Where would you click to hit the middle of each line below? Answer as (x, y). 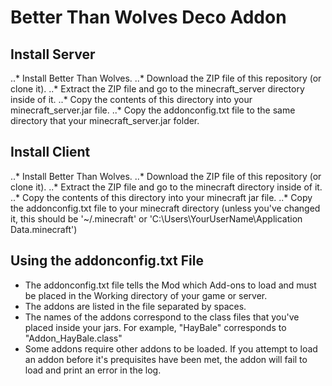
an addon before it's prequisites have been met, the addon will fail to (166, 359)
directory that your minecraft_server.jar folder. (105, 120)
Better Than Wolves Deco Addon (148, 17)
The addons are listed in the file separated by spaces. (135, 306)
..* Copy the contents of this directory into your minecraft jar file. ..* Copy (161, 197)
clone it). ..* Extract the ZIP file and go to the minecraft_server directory (157, 89)
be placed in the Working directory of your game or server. (146, 295)
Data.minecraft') (44, 229)
